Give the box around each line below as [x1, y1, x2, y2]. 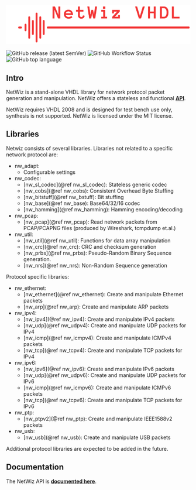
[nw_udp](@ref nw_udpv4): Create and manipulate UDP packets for [23, 321, 187, 329]
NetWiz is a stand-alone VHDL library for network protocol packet [6, 88, 165, 95]
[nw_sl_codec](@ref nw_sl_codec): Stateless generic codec [23, 181, 167, 188]
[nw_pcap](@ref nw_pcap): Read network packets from [23, 218, 158, 225]
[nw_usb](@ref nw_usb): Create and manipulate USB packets [23, 434, 171, 441]
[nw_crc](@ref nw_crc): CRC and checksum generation [23, 243, 157, 250]
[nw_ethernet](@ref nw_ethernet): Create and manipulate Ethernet [23, 290, 184, 297]
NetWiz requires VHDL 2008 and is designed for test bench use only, [6, 106, 173, 113]
